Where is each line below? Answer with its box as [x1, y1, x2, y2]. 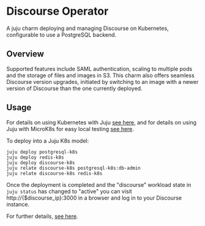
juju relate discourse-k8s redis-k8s [6, 170, 103, 176]
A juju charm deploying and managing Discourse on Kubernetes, [6, 24, 170, 32]
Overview [6, 49, 45, 59]
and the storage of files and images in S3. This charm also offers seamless [6, 72, 195, 79]
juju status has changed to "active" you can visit [6, 187, 132, 195]
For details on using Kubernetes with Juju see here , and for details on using [6, 118, 197, 126]
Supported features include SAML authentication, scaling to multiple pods [6, 65, 193, 72]
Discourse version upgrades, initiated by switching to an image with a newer [6, 78, 199, 85]
